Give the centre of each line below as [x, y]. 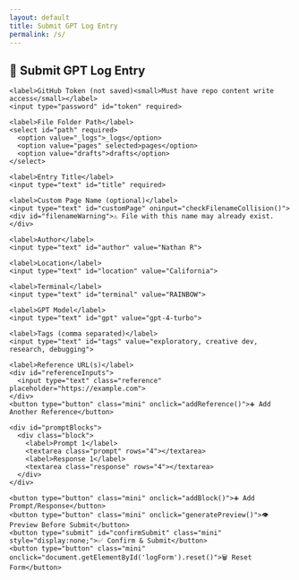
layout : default [39, 17]
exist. [262, 217]
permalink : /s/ [38, 34]
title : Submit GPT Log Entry [64, 26]
